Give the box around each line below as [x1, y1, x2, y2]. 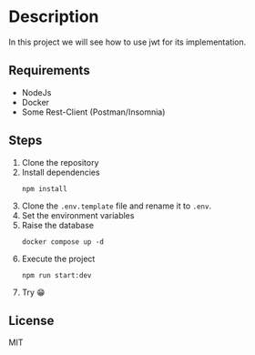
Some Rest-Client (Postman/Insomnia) [21, 106, 166, 117]
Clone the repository [21, 157, 99, 167]
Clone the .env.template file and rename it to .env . [21, 200, 211, 211]
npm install [21, 184, 67, 193]
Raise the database [21, 219, 95, 230]
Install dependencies [21, 167, 101, 177]
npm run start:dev [21, 270, 92, 279]
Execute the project [21, 253, 96, 264]
